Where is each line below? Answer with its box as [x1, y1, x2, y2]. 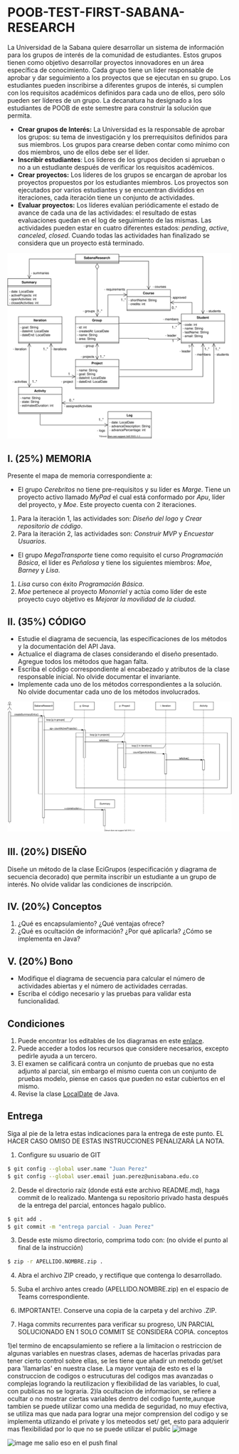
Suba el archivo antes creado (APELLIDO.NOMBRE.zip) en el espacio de [17, 1285, 229, 1294]
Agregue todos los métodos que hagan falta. [17, 657, 149, 665]
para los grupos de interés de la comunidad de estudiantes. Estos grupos [7, 51, 222, 59]
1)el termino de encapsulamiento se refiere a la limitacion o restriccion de [7, 1341, 222, 1350]
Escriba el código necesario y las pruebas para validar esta [17, 989, 191, 998]
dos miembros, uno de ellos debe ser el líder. [17, 148, 150, 156]
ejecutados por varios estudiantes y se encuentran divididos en [17, 185, 204, 194]
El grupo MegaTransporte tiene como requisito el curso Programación [17, 551, 223, 560]
